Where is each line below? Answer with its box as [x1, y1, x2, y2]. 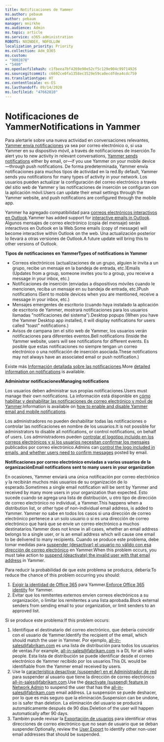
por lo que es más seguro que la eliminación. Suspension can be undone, [12, 695, 159, 701]
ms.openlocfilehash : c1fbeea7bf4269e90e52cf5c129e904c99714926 [5, 67, 137, 72]
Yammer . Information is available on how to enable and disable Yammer [5, 404, 148, 410]
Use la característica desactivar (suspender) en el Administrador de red [12, 669, 157, 675]
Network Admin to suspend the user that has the [12, 684, 111, 690]
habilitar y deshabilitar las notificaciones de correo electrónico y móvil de [5, 398, 153, 404]
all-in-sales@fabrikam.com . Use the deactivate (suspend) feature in [12, 679, 148, 685]
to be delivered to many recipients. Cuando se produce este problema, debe [5, 536, 159, 542]
